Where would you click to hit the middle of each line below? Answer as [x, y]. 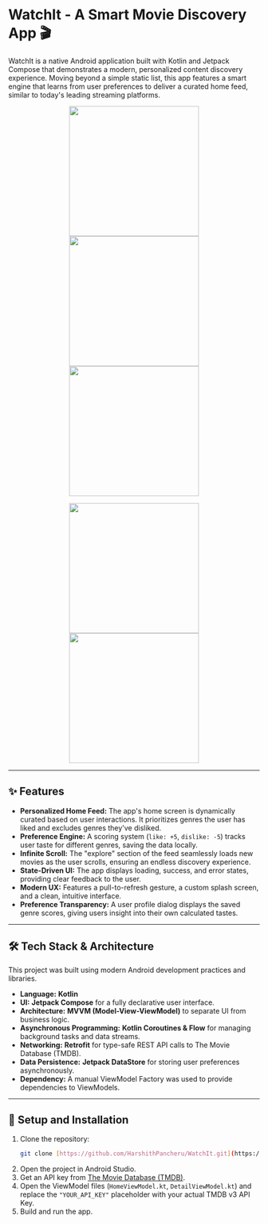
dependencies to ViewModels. [70, 1087]
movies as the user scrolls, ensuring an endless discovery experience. [135, 862]
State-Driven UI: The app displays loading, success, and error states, [134, 870]
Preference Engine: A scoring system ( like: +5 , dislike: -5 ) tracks [132, 836]
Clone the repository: [55, 1139]
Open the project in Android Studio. [78, 1169]
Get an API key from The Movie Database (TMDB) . [102, 1178]
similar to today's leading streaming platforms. [85, 94]
